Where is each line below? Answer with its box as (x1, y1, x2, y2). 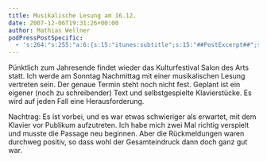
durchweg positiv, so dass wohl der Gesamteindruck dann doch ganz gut (8, 137, 248, 147)
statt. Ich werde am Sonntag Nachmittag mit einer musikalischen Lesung (8, 71, 246, 81)
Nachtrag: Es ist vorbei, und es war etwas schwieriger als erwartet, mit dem (8, 112, 257, 121)
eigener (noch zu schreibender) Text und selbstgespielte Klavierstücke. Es (8, 88, 252, 98)
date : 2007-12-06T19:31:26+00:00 (8, 19, 119, 27)
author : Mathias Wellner (8, 26, 91, 34)
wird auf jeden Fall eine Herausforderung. (8, 97, 145, 106)
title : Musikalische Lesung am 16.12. (8, 11, 137, 20)
